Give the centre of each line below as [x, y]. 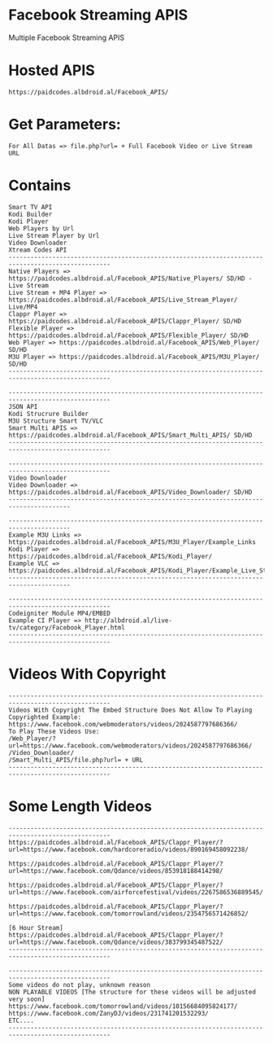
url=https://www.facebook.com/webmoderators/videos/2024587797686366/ [130, 746]
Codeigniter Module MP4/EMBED [60, 613]
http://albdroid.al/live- [129, 621]
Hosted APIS [52, 70]
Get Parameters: [65, 125]
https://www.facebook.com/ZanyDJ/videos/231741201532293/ [108, 1013]
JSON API [23, 406]
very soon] [27, 999]
